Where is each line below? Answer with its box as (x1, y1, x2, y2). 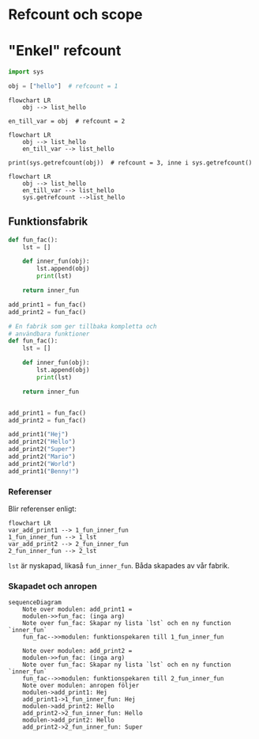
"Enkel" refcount (8, 42, 122, 60)
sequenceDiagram (8, 599, 62, 607)
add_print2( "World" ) (8, 460, 77, 468)
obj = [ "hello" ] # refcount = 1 (8, 82, 118, 90)
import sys (8, 68, 44, 76)
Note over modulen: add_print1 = (22, 605, 133, 614)
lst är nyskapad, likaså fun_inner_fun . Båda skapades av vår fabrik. (8, 560, 231, 570)
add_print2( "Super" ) (8, 445, 77, 453)
